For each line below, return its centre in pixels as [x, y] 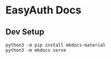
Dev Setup [25, 32]
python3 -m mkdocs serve [36, 50]
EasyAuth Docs [43, 10]
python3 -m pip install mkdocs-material [56, 45]
